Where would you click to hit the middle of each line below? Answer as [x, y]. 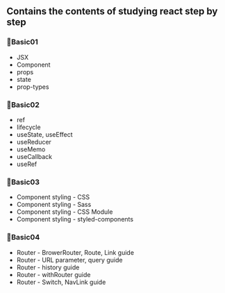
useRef [27, 164]
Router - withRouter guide [53, 274]
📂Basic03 [23, 182]
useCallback [34, 156]
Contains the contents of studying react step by [112, 11]
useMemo [31, 149]
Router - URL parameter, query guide [69, 260]
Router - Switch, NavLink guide [61, 282]
